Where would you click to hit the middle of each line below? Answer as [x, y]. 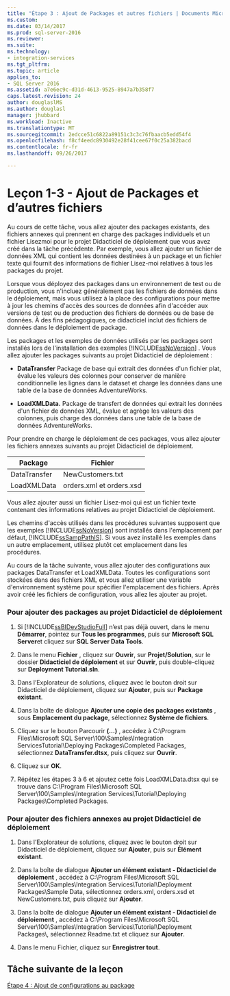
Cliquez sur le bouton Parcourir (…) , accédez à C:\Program [101, 731]
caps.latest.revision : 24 [44, 97]
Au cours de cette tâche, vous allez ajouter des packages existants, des [108, 227]
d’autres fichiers [55, 208]
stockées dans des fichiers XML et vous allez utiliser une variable [99, 580]
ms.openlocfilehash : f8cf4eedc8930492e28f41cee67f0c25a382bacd [99, 141]
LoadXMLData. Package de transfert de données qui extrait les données [119, 403]
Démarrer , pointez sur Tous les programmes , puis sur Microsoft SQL [115, 635]
